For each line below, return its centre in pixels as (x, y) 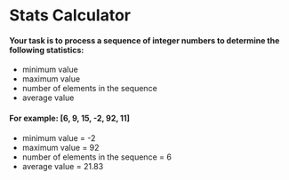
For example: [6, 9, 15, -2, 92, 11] (70, 118)
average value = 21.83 (63, 166)
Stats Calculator (70, 16)
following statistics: (47, 50)
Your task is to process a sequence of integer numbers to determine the (144, 40)
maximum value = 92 (60, 147)
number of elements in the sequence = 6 (96, 157)
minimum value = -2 (59, 137)
